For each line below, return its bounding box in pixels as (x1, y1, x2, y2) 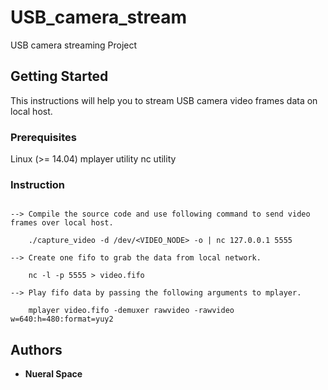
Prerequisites (10, 130, 77, 144)
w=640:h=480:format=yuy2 (10, 314, 114, 325)
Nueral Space (24, 368, 83, 380)
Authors (10, 341, 63, 358)
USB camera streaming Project (10, 39, 138, 51)
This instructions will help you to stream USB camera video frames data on (10, 94, 318, 106)
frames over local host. (10, 218, 114, 228)
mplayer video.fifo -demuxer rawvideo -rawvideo (28, 306, 235, 316)
